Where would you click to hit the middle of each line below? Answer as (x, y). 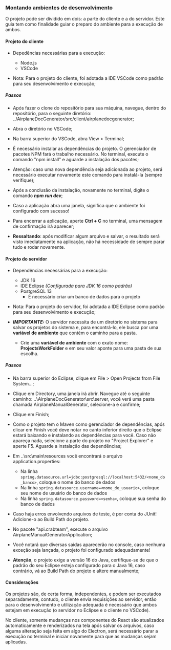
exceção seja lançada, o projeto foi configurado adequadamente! (81, 550)
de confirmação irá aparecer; (44, 226)
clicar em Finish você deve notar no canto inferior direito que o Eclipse (87, 429)
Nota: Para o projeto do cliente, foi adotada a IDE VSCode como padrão (88, 78)
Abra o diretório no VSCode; (42, 129)
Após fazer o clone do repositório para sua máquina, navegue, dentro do (89, 108)
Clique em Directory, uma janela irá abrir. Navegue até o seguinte (81, 394)
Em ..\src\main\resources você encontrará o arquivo (68, 456)
